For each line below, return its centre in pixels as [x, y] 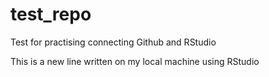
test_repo [51, 14]
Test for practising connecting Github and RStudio [113, 42]
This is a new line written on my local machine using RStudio [135, 61]
